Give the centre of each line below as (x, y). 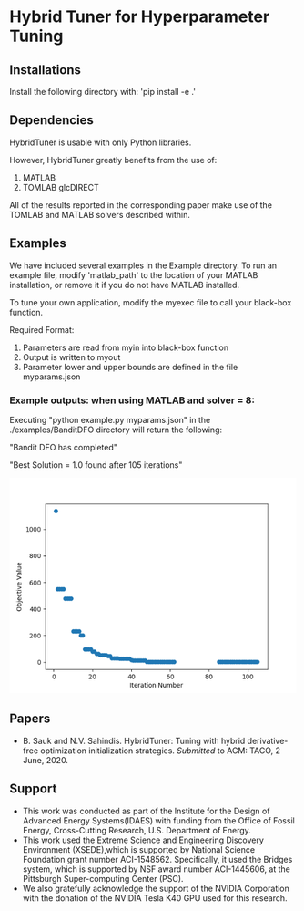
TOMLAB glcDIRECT (61, 187)
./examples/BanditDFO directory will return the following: (116, 430)
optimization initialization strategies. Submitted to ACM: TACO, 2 (160, 751)
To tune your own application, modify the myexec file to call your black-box (151, 302)
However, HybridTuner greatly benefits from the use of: (113, 160)
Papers (30, 719)
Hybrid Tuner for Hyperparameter (140, 17)
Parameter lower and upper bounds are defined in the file (130, 367)
